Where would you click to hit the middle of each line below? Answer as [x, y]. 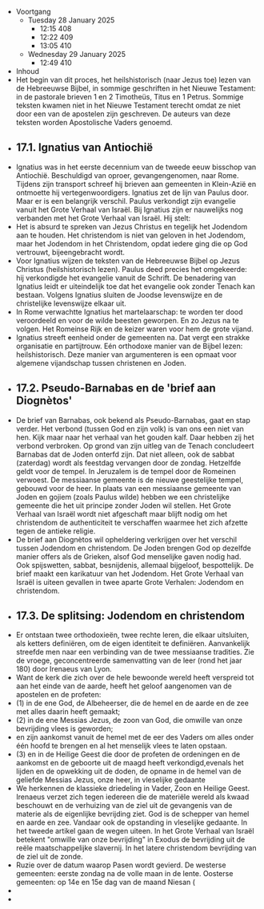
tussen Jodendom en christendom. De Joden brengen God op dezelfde [134, 548]
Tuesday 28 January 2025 [71, 20]
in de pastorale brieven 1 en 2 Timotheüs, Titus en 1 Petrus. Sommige [130, 97]
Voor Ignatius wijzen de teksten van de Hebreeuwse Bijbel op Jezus [128, 261]
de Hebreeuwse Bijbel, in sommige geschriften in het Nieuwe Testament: [136, 88]
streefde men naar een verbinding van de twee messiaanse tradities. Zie [135, 652]
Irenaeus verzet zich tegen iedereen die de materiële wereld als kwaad [132, 797]
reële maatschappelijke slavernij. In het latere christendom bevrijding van [136, 848]
